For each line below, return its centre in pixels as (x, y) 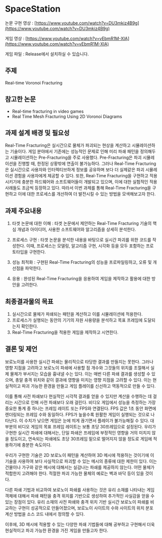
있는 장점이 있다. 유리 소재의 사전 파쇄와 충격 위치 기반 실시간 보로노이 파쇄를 (77, 502)
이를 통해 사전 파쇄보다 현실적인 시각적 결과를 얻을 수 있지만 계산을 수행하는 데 (79, 396)
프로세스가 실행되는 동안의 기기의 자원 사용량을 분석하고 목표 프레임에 (77, 320)
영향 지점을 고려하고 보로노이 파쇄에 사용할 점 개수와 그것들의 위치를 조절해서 (77, 368)
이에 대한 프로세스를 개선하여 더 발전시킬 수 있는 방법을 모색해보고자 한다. (87, 194)
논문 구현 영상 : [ (21, 23)
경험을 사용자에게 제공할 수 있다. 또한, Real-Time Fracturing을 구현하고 (81, 176)
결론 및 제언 (21, 349)
